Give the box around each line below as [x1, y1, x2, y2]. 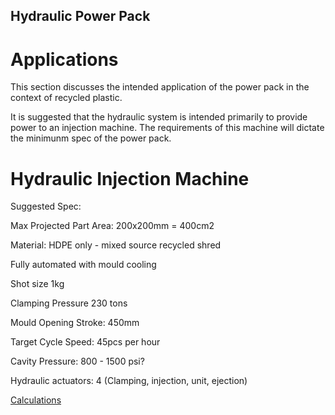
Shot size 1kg [10, 278, 65, 290]
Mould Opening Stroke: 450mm [10, 317, 140, 329]
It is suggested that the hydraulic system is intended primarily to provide [10, 111, 308, 123]
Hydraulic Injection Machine [10, 167, 250, 190]
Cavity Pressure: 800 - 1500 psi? [10, 355, 145, 368]
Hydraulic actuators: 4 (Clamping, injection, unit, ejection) [10, 375, 248, 387]
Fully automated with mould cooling [10, 259, 157, 271]
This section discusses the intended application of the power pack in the [10, 81, 310, 93]
